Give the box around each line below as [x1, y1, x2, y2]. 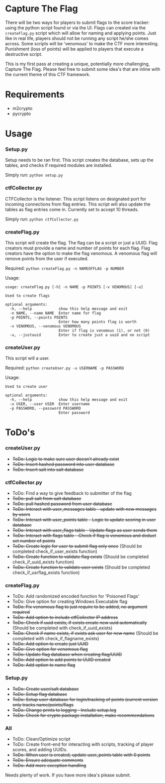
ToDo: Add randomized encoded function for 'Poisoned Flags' [12, 593, 140, 599]
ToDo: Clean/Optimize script [12, 736, 71, 742]
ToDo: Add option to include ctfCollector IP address [12, 614, 118, 620]
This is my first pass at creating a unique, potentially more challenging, [5, 61, 150, 67]
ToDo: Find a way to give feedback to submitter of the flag [12, 490, 132, 496]
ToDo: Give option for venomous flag [12, 646, 88, 652]
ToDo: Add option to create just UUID [12, 641, 88, 647]
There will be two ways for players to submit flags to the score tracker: [5, 19, 150, 25]
